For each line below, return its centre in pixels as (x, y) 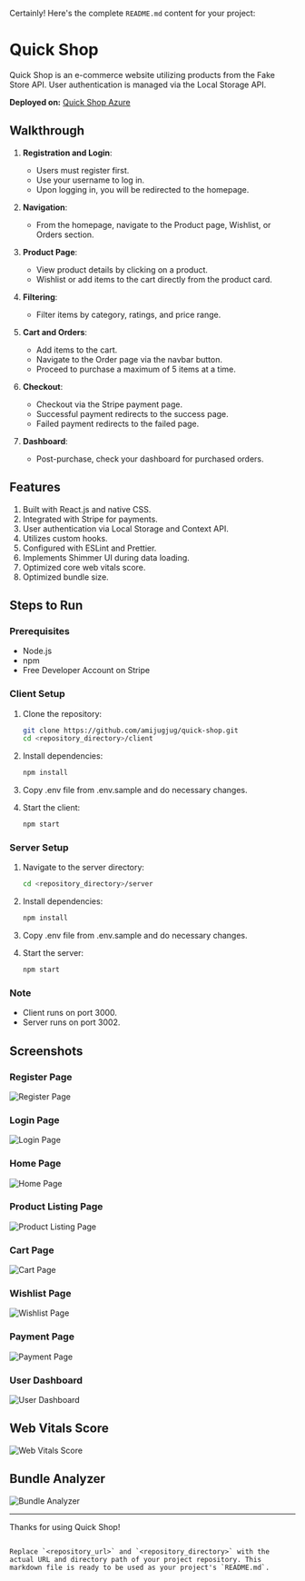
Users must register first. (83, 170)
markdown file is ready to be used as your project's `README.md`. (140, 1567)
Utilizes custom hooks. (65, 538)
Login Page (35, 1119)
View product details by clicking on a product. (122, 269)
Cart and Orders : (55, 332)
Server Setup (39, 847)
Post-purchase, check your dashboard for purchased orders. (150, 459)
